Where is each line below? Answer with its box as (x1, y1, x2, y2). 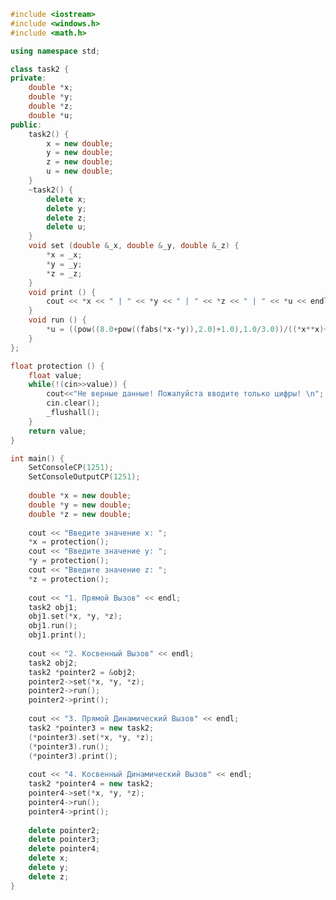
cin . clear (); (46, 398, 101, 409)
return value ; (28, 426, 87, 436)
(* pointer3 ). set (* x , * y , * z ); (28, 732, 155, 742)
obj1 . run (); (28, 621, 78, 631)
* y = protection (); (28, 556, 110, 566)
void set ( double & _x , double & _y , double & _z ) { (28, 241, 240, 251)
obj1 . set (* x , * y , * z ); (28, 611, 123, 622)
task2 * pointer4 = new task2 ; (28, 779, 155, 789)
